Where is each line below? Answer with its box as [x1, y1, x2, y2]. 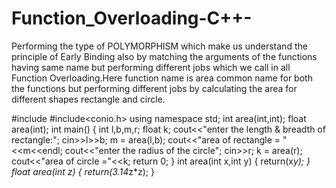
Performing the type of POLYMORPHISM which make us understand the [11, 40, 308, 52]
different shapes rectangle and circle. [11, 93, 166, 105]
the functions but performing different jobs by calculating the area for [11, 82, 298, 94]
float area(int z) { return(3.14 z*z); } [11, 165, 155, 177]
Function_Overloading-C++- [11, 7, 253, 30]
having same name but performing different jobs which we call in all [11, 61, 291, 73]
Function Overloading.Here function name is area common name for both [11, 72, 313, 84]
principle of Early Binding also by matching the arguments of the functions [11, 50, 318, 62]
